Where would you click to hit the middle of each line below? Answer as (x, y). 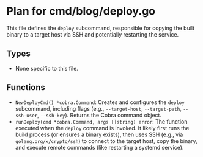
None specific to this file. (46, 68)
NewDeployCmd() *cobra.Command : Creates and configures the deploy (100, 102)
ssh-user (26, 116)
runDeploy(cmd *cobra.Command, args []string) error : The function (101, 121)
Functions (26, 87)
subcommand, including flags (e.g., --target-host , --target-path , (98, 108)
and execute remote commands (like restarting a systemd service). (99, 147)
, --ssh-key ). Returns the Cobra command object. (100, 115)
